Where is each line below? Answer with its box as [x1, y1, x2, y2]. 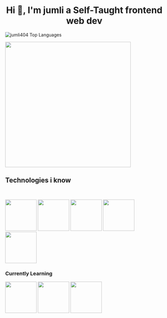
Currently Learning [5, 270, 53, 277]
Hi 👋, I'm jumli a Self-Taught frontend [6, 5, 163, 16]
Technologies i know [5, 176, 71, 185]
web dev [66, 15, 103, 27]
